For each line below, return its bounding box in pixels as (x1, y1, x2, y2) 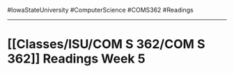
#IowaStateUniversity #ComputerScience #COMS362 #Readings (7, 6, 194, 14)
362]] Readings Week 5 (7, 51, 146, 67)
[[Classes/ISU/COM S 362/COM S (7, 36, 205, 52)
